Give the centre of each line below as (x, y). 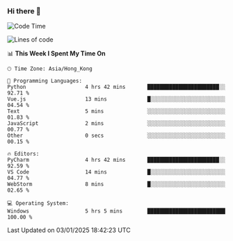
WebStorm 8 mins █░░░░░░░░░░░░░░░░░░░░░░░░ (116, 184)
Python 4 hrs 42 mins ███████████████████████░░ (116, 87)
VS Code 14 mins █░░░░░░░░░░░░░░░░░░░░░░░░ (116, 172)
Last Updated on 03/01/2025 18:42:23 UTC (69, 230)
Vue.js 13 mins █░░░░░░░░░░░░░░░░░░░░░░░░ (116, 99)
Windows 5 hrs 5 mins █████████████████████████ (116, 211)
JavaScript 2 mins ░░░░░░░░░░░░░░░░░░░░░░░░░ (116, 124)
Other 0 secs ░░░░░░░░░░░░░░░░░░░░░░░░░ (116, 136)
